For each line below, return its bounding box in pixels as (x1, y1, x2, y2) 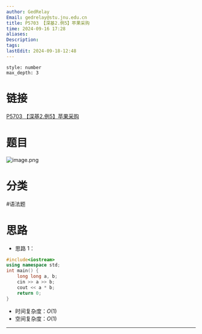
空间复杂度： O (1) (14, 315, 57, 322)
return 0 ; (17, 290, 42, 296)
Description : (6, 37, 39, 43)
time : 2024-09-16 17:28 (6, 25, 66, 32)
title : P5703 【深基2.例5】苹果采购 (6, 20, 90, 26)
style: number (6, 64, 42, 70)
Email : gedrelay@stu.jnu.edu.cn (6, 14, 87, 20)
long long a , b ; (17, 273, 58, 280)
